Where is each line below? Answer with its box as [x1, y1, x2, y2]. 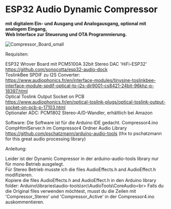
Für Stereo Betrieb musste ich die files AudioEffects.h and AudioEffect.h [5, 166, 156, 172]
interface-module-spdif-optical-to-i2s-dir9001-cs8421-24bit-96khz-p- [5, 83, 154, 89]
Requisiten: [5, 51, 29, 57]
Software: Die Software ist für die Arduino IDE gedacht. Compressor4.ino [5, 119, 158, 125]
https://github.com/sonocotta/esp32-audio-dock [5, 66, 108, 72]
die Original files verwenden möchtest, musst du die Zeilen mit [5, 188, 136, 194]
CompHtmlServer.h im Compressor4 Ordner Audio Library [5, 125, 127, 131]
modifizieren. [5, 172, 33, 178]
